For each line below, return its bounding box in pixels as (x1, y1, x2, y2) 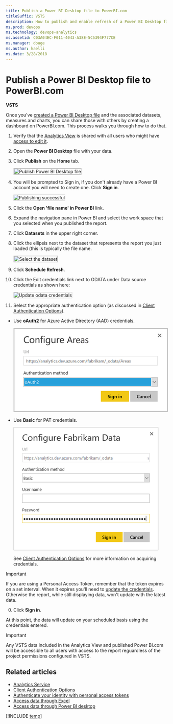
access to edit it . (13, 138, 48, 144)
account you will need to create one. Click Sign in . (13, 184, 119, 190)
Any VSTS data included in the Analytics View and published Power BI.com (6, 642, 164, 648)
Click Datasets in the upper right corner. (13, 230, 98, 236)
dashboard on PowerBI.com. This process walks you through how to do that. (6, 123, 167, 129)
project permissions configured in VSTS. (6, 652, 91, 659)
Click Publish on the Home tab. (13, 157, 80, 164)
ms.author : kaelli (6, 46, 45, 51)
